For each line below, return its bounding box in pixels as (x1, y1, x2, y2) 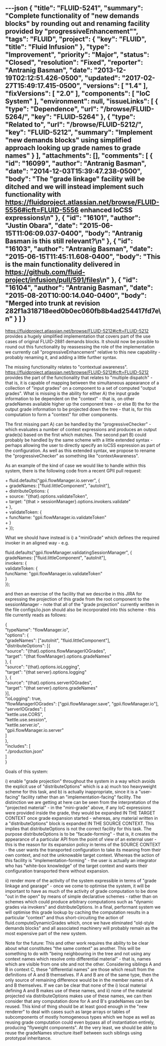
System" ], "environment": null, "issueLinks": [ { (5, 97, 159, 106)
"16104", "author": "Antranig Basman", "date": (5, 283, 153, 292)
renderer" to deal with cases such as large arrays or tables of (5, 1009, 130, 1015)
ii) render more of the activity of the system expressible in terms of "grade (5, 877, 157, 883)
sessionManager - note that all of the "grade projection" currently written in (5, 601, 160, 607)
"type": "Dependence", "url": (5, 105, 99, 113)
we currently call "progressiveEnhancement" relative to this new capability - (5, 349, 161, 355)
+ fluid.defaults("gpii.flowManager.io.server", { (5, 477, 100, 483)
